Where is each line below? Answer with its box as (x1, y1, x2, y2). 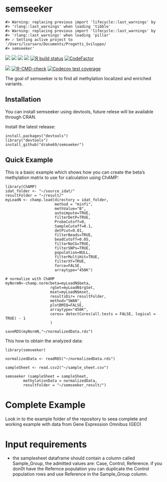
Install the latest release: (5, 123, 56, 129)
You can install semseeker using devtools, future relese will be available (5, 108, 154, 114)
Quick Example (5, 156, 54, 165)
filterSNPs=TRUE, (54, 245, 91, 251)
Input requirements (5, 438, 87, 450)
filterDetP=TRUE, (54, 215, 91, 220)
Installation (5, 95, 41, 104)
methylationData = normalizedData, (23, 378, 98, 383)
